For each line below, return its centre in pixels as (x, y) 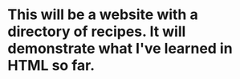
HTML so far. (51, 66)
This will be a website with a (103, 15)
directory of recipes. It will (97, 32)
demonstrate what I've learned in (120, 49)
